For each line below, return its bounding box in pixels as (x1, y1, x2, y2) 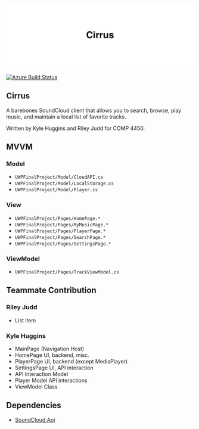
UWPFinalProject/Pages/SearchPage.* (14, 234, 106, 240)
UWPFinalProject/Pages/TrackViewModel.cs (14, 269, 119, 275)
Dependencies (6, 400, 61, 411)
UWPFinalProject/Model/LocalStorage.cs (14, 181, 114, 186)
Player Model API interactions (14, 377, 88, 384)
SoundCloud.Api (14, 416, 55, 423)
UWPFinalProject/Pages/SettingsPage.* (14, 241, 111, 247)
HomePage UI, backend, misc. (14, 351, 89, 359)
